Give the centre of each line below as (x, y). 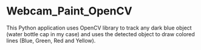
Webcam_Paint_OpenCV (69, 11)
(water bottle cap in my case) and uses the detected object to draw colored (101, 34)
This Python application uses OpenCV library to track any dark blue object (99, 28)
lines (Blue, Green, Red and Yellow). (51, 40)
